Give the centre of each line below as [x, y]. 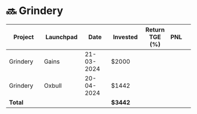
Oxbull [53, 85]
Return [155, 29]
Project [23, 37]
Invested [125, 37]
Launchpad [62, 37]
